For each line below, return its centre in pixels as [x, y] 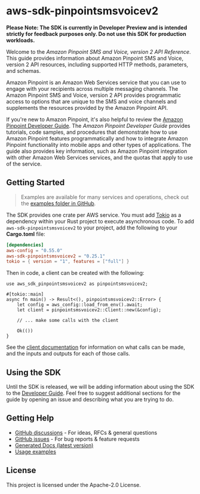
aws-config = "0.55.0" [34, 250]
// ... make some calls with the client [68, 321]
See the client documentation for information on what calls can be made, [96, 347]
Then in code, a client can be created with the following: [75, 273]
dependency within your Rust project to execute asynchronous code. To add [100, 221]
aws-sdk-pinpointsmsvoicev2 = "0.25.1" [56, 256]
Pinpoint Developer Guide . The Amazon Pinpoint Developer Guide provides [98, 125]
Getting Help [30, 418]
